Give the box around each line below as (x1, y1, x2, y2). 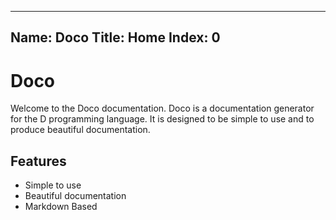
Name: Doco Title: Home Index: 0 (10, 29, 221, 46)
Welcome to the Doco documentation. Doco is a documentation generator (10, 102, 315, 115)
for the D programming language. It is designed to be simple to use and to (10, 113, 315, 125)
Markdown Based (24, 201, 98, 213)
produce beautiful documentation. (10, 124, 151, 136)
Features (10, 152, 67, 170)
